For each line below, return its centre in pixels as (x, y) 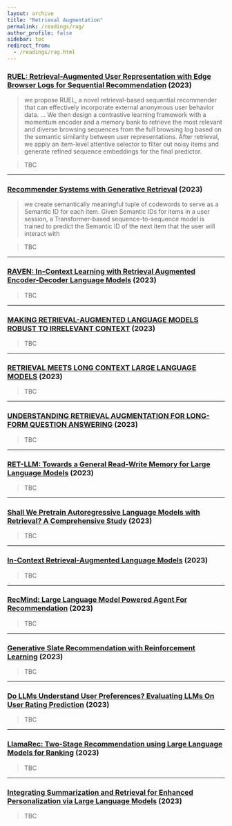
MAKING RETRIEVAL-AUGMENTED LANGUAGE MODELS (103, 320)
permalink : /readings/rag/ (46, 26)
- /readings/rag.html (45, 53)
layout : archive (30, 13)
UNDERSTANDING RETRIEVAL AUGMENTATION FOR (96, 416)
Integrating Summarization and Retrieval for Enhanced (100, 792)
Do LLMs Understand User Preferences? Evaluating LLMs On (111, 696)
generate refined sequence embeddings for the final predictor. (113, 152)
